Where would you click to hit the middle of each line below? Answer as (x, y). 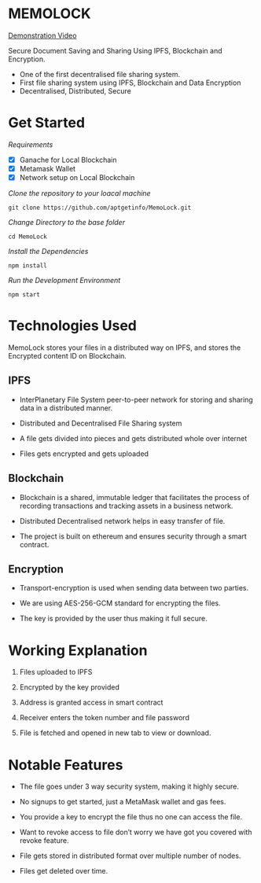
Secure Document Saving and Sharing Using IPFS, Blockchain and (115, 50)
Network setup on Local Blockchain (77, 177)
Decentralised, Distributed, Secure (75, 90)
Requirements (31, 144)
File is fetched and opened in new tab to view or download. (115, 733)
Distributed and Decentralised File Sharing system (101, 423)
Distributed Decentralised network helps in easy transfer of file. (122, 521)
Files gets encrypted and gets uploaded (84, 454)
